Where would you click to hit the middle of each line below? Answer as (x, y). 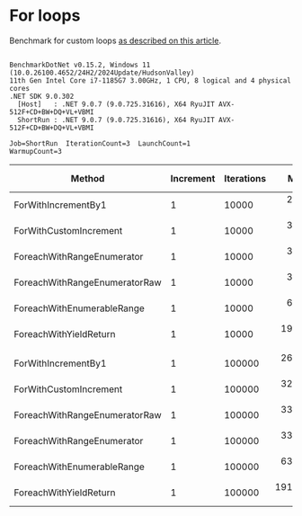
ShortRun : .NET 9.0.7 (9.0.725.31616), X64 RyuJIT (116, 120)
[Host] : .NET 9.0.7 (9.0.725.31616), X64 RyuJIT (116, 104)
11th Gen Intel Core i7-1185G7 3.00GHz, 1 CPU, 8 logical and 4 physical (151, 80)
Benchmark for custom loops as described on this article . (115, 40)
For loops (45, 16)
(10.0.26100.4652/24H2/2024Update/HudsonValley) (102, 73)
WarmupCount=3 (36, 151)
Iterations (245, 178)
